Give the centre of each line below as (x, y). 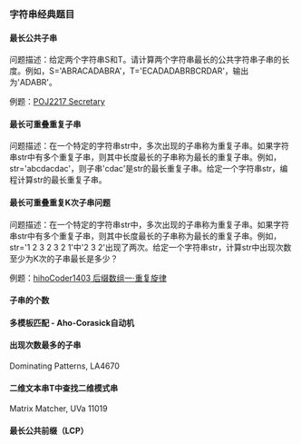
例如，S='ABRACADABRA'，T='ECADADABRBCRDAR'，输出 (137, 71)
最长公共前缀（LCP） (49, 430)
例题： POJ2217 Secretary (58, 102)
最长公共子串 (33, 37)
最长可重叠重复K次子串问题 (60, 202)
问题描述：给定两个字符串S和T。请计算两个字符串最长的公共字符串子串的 (146, 60)
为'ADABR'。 (33, 83)
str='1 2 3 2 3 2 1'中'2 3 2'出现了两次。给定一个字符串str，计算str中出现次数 (150, 247)
